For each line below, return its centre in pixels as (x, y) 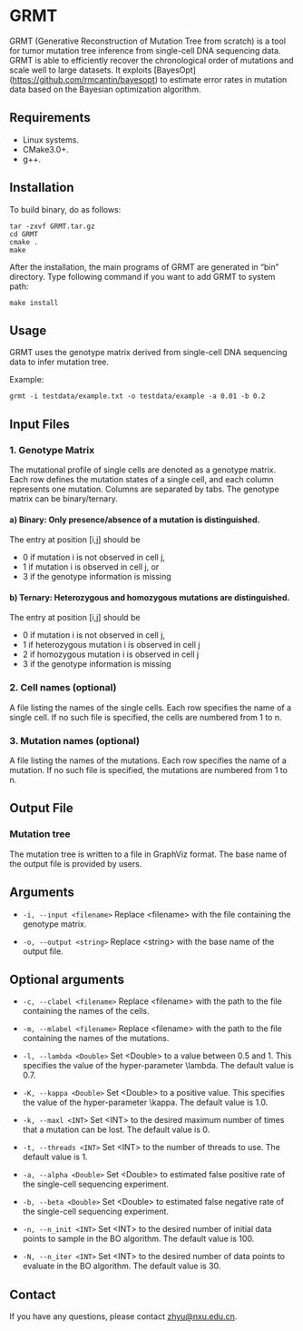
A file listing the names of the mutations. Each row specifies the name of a (148, 760)
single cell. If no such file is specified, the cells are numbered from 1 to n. (146, 717)
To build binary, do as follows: (65, 209)
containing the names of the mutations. (96, 1038)
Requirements (50, 118)
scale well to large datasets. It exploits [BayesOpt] (103, 70)
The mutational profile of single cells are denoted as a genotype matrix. (143, 470)
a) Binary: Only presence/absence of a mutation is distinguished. (135, 520)
